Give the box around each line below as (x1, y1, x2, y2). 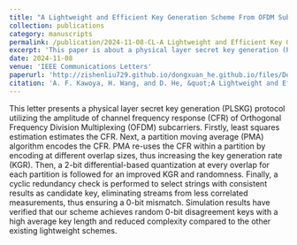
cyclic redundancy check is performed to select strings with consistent (9, 178, 268, 188)
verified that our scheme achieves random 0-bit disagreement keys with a (9, 206, 278, 217)
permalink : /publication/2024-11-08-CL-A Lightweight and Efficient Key (9, 37, 283, 47)
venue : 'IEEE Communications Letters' (9, 63, 152, 72)
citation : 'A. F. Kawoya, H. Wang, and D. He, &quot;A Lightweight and (9, 79, 278, 88)
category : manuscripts (9, 29, 93, 38)
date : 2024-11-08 (9, 54, 73, 63)
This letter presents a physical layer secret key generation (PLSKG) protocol (9, 103, 286, 113)
